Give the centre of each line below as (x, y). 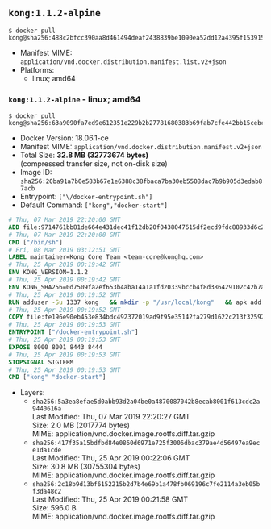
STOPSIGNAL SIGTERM (41, 362)
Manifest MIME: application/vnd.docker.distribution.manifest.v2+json (141, 147)
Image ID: (36, 173)
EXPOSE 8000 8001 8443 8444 (56, 347)
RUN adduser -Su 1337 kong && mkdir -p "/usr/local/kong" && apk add (135, 302)
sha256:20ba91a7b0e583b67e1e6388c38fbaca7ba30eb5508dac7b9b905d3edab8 (141, 181)
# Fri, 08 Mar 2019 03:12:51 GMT (65, 250)
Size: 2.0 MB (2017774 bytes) (81, 425)
